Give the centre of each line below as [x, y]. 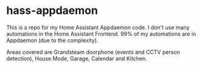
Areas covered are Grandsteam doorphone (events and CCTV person [93, 52]
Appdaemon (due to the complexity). [52, 40]
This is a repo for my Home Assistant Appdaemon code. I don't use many [98, 27]
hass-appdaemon [52, 11]
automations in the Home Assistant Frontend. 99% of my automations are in [101, 33]
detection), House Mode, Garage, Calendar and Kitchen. [77, 58]
